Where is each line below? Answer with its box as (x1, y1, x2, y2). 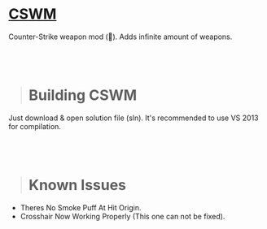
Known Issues (28, 176, 127, 195)
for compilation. (8, 121, 61, 131)
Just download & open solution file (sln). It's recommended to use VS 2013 (8, 113, 259, 123)
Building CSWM (28, 86, 138, 105)
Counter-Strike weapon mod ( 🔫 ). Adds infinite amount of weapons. (8, 32, 233, 41)
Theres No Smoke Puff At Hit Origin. (20, 202, 142, 212)
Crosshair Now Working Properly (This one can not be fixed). (20, 211, 225, 221)
